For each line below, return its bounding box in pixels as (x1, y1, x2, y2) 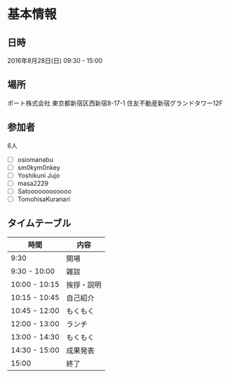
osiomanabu (17, 155, 54, 163)
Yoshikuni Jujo (17, 171, 60, 180)
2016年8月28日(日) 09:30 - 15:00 (7, 57, 103, 65)
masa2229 (17, 179, 49, 187)
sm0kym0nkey (17, 163, 61, 172)
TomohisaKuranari (17, 194, 70, 203)
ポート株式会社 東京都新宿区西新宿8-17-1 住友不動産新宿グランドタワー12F (7, 99, 223, 107)
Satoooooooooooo (17, 187, 72, 195)
